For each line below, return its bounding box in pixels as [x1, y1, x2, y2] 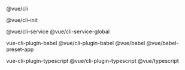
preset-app [6, 46, 34, 53]
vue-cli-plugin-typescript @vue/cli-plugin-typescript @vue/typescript [6, 58, 180, 64]
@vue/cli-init [6, 17, 38, 23]
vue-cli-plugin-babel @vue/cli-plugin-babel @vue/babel [6, 40, 145, 46]
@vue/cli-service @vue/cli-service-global [6, 28, 110, 35]
